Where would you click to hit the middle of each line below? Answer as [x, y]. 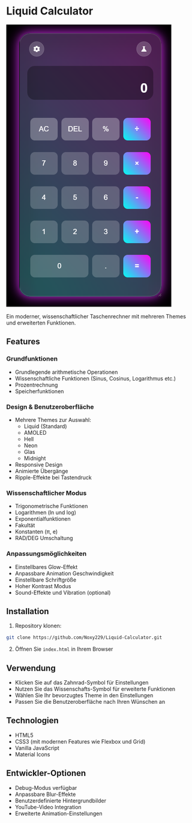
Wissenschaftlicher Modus [46, 493]
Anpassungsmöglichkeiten [46, 554]
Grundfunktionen [32, 359]
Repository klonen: [38, 626]
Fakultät [25, 526]
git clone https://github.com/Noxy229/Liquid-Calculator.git [84, 638]
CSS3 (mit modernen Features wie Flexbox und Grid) [80, 741]
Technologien [32, 721]
